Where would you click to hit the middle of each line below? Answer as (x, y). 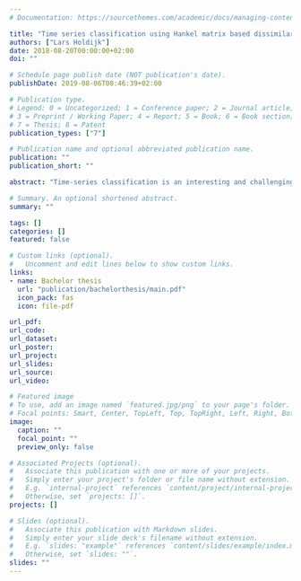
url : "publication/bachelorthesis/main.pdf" (102, 289)
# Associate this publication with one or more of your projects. (140, 471)
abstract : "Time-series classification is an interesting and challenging (152, 182)
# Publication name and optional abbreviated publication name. (132, 149)
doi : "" (24, 59)
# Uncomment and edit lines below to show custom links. (122, 264)
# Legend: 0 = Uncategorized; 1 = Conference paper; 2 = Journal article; (152, 108)
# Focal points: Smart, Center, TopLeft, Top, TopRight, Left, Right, (144, 414)
